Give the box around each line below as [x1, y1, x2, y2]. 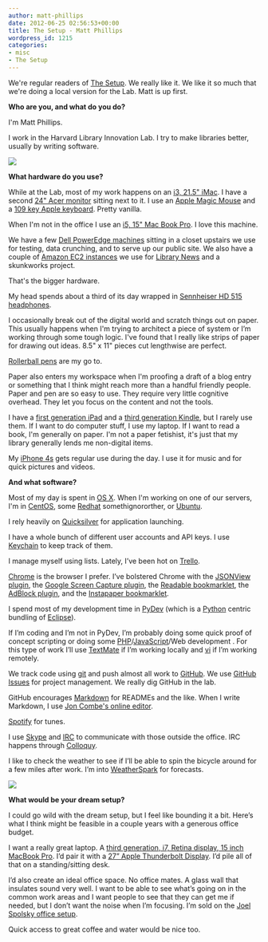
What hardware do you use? [8, 171, 104, 181]
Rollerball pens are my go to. [8, 356, 102, 365]
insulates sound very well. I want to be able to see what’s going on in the [8, 883, 246, 893]
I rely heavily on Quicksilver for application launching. [8, 516, 184, 526]
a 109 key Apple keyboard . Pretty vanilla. [8, 204, 142, 214]
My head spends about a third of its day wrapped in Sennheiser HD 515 [8, 291, 242, 301]
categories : [8, 41, 48, 49]
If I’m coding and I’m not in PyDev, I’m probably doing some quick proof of [8, 628, 253, 637]
